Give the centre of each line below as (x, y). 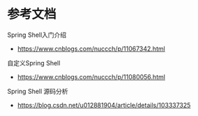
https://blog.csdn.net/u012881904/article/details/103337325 (104, 105)
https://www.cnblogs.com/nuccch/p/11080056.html (91, 76)
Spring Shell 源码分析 (38, 91)
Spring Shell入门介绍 (37, 35)
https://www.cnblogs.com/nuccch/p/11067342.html (91, 49)
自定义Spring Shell (34, 63)
